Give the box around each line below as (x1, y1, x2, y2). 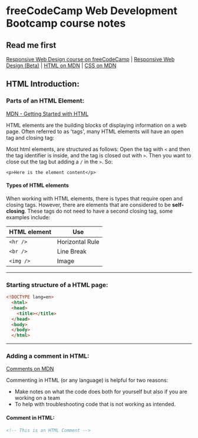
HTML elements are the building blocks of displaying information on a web (6, 121, 187, 129)
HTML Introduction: (6, 79, 80, 89)
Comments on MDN (6, 365, 54, 373)
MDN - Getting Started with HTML (6, 110, 89, 117)
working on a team (14, 394, 61, 401)
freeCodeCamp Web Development (6, 4, 178, 18)
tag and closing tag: (6, 134, 55, 141)
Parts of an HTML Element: (6, 97, 84, 105)
